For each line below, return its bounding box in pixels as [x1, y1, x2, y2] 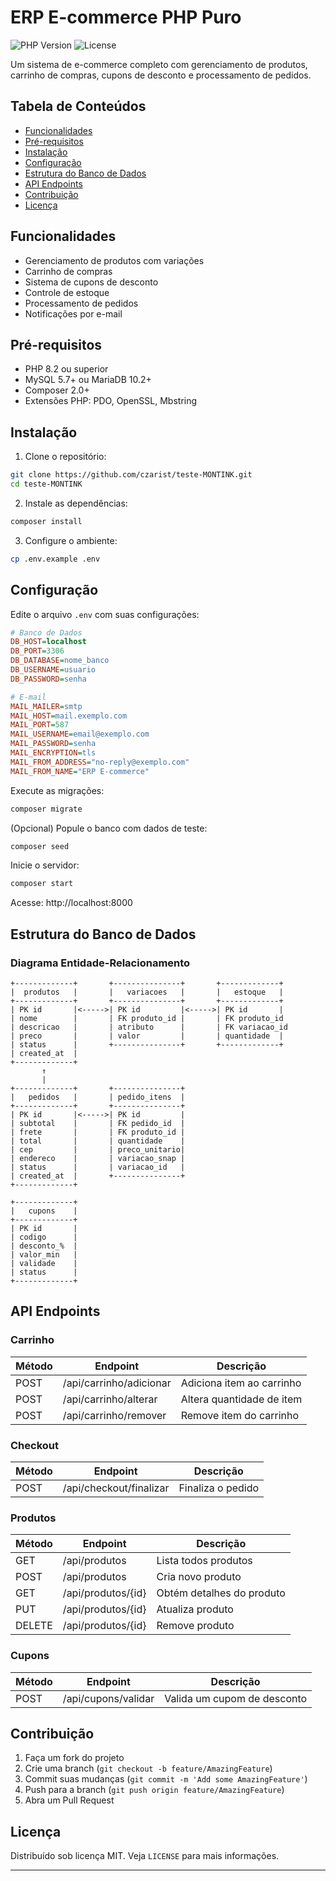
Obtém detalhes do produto [156, 1586, 286, 1600]
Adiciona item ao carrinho [180, 1376, 302, 1390]
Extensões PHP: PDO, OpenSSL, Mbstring [24, 395, 198, 407]
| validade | [10, 1258, 78, 1268]
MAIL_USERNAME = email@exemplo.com [10, 729, 150, 740]
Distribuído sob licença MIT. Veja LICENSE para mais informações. [10, 1850, 280, 1862]
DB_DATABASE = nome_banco [10, 656, 110, 666]
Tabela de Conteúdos [10, 98, 147, 115]
